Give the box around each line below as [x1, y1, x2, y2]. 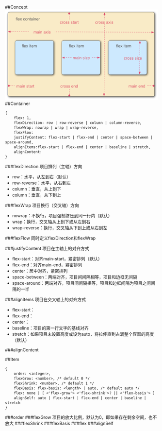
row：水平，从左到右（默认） [12, 174, 71, 180]
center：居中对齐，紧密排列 [12, 268, 68, 274]
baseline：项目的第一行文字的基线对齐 [12, 325, 89, 331]
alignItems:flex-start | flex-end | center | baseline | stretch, [14, 145, 151, 150]
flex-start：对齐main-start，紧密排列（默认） [12, 256, 103, 262]
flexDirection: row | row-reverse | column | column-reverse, [14, 121, 142, 125]
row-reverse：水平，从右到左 [12, 180, 71, 186]
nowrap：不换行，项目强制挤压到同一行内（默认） [12, 213, 113, 219]
